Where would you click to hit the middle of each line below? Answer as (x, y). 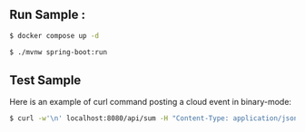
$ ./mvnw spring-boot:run (58, 52)
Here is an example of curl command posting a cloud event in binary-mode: (151, 102)
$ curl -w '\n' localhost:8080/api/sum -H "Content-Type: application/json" (156, 118)
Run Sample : (48, 15)
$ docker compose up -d (54, 35)
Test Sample (45, 80)
